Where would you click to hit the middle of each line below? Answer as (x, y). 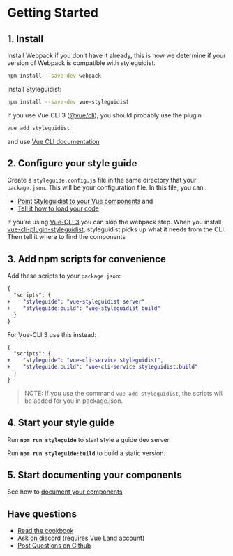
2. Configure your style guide (72, 163)
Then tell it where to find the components (67, 237)
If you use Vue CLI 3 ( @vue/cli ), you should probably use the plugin (105, 115)
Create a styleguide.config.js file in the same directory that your (102, 180)
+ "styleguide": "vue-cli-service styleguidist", (85, 361)
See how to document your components (65, 492)
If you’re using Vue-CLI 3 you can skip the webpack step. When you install (114, 222)
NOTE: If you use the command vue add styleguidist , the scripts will (124, 393)
